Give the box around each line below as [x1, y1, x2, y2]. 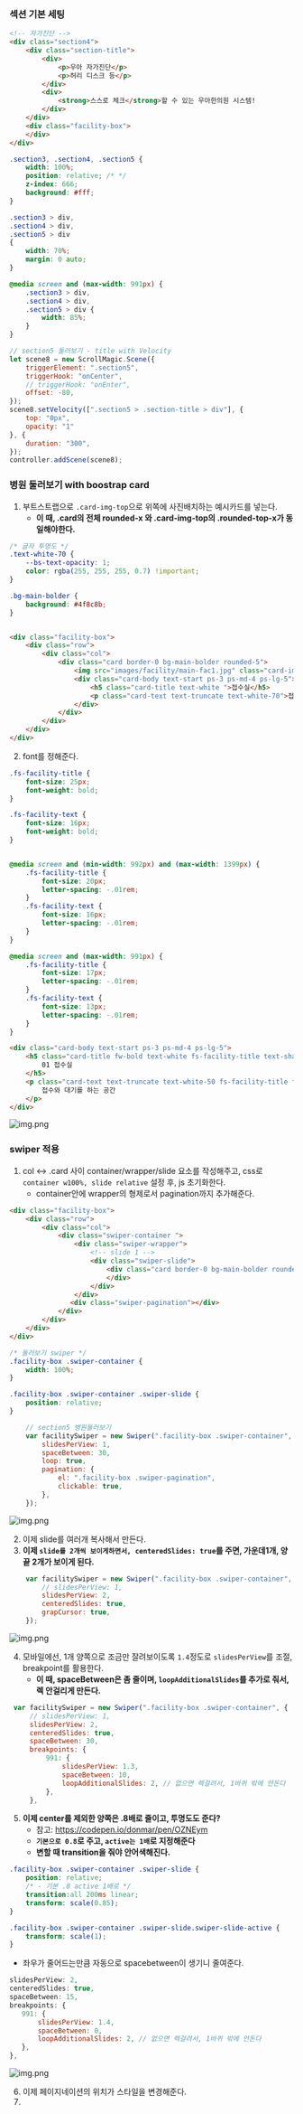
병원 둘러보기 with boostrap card [9, 479, 150, 492]
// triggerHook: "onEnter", [25, 380, 131, 390]
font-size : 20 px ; [41, 877, 106, 886]
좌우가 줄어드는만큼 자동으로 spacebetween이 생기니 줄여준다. [22, 1958, 244, 1968]
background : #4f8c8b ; [25, 599, 106, 609]
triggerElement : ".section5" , [25, 363, 140, 372]
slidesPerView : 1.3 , [61, 1762, 140, 1771]
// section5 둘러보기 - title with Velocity [9, 346, 172, 356]
